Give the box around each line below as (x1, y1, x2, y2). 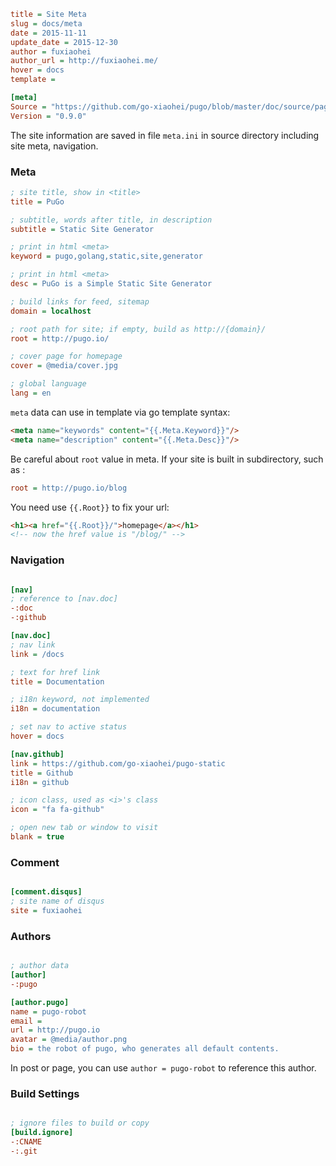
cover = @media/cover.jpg (10, 361, 118, 371)
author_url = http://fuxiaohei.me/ (10, 56, 159, 66)
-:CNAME (10, 1137, 43, 1147)
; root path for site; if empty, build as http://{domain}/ (10, 324, 267, 334)
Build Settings (10, 1086, 80, 1100)
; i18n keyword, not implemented (10, 695, 150, 705)
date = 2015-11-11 (10, 28, 87, 38)
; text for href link (10, 667, 101, 677)
